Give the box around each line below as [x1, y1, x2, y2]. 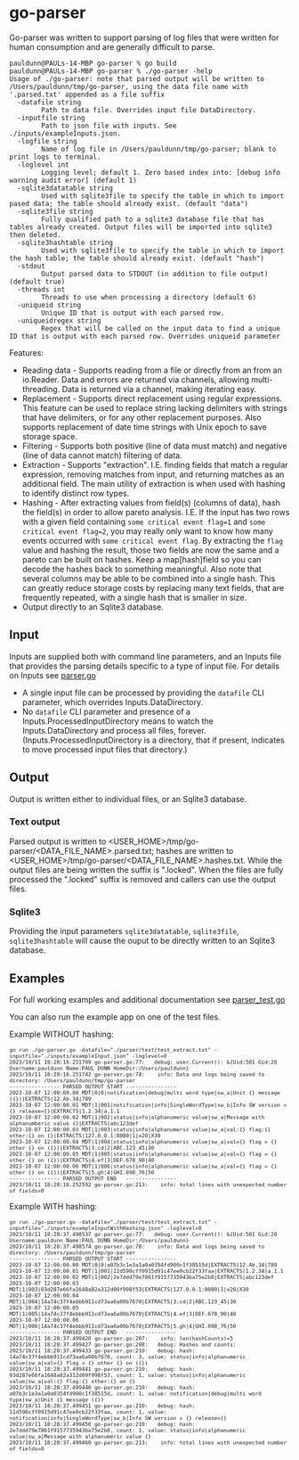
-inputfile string [17, 113, 86, 122]
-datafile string [17, 97, 82, 107]
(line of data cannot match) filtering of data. [21, 449, 182, 461]
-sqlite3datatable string [17, 184, 114, 193]
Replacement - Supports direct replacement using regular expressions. [21, 393, 283, 404]
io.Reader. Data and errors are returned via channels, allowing [21, 373, 250, 385]
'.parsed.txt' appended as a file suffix [9, 90, 166, 99]
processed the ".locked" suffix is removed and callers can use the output [9, 874, 277, 884]
